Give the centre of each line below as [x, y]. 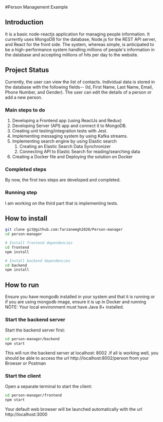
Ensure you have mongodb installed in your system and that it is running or [80, 297]
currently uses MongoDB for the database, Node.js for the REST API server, [81, 39]
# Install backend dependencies [38, 261]
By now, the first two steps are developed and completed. [63, 180]
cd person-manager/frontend [34, 395]
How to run [22, 285]
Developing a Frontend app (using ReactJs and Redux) [67, 120]
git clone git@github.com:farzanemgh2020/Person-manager [64, 230]
